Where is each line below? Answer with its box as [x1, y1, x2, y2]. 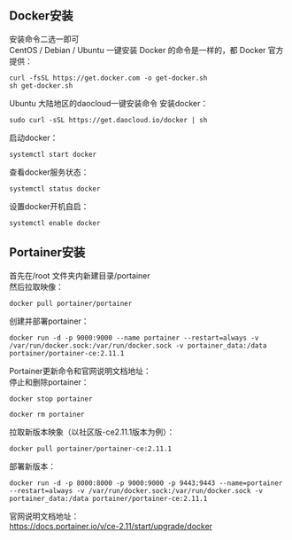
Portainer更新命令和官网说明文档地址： [9, 365, 152, 376]
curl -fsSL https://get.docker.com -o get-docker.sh [9, 74, 208, 82]
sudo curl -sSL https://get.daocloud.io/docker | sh [9, 115, 208, 124]
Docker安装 [9, 8, 73, 24]
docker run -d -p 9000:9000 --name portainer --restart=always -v [9, 333, 259, 342]
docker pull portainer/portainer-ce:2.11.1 [9, 444, 173, 453]
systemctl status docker [9, 184, 101, 193]
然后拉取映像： [9, 281, 64, 292]
